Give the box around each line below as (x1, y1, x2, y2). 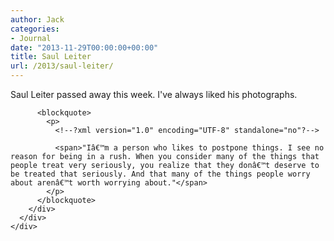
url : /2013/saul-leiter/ (10, 61, 114, 71)
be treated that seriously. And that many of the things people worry (10, 169, 311, 179)
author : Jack (10, 14, 65, 25)
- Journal (10, 33, 52, 43)
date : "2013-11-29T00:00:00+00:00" (10, 42, 159, 53)
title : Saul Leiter (10, 52, 92, 62)
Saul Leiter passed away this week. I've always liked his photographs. (10, 89, 298, 100)
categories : (10, 24, 60, 34)
